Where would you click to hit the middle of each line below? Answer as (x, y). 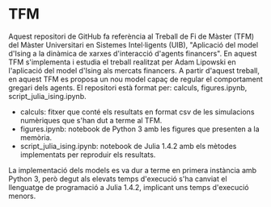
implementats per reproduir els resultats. (88, 155)
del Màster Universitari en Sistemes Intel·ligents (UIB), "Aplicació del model (133, 44)
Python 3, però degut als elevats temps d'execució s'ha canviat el (118, 179)
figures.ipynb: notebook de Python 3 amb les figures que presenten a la (140, 129)
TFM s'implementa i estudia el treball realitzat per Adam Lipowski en (122, 62)
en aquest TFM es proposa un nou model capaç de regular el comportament (135, 79)
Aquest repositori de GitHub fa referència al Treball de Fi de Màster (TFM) (131, 36)
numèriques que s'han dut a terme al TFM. (91, 120)
